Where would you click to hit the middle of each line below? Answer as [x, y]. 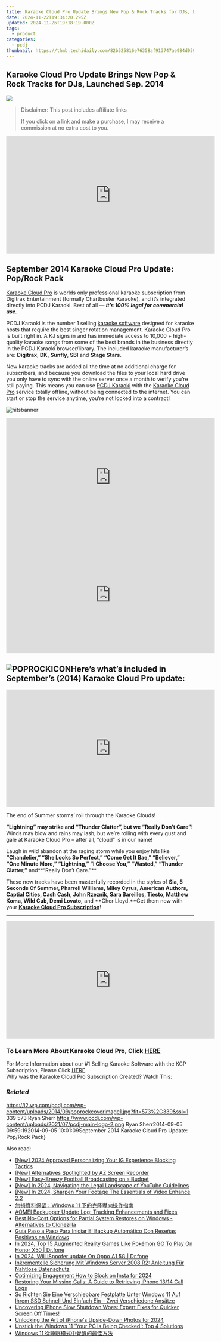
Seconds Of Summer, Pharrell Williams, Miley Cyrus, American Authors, [97, 888]
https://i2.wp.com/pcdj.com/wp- [46, 1105]
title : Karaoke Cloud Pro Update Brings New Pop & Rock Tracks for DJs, [98, 12]
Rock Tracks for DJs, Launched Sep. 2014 [85, 84]
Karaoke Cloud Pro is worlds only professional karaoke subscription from [96, 293]
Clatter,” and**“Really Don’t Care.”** [52, 870]
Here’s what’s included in [119, 669]
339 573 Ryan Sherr [31, 1118]
